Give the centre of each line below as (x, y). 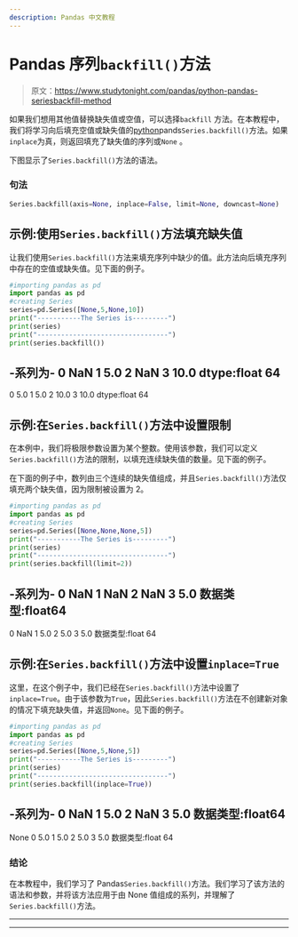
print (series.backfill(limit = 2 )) (71, 564)
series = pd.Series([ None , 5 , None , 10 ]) (77, 310)
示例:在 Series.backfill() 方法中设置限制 (120, 424)
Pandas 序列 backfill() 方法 (110, 64)
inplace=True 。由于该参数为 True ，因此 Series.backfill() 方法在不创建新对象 (149, 698)
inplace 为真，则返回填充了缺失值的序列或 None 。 (98, 141)
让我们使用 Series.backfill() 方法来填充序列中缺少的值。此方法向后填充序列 (148, 257)
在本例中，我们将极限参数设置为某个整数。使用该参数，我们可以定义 (133, 448)
